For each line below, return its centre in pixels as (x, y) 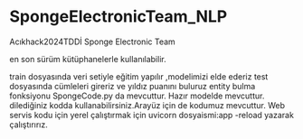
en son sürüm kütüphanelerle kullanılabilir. (88, 59)
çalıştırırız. (28, 125)
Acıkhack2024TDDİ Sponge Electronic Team (93, 42)
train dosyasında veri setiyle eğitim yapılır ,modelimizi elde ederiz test (139, 76)
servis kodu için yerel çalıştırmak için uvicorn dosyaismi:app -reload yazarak (151, 115)
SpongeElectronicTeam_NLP (118, 17)
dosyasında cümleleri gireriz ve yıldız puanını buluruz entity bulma (133, 86)
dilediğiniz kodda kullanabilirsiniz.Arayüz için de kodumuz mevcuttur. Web (147, 105)
